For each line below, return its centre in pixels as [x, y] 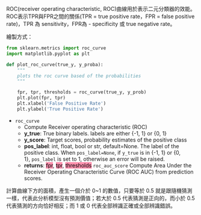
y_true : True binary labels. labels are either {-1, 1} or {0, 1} [95, 133]
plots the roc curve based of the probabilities [79, 76]
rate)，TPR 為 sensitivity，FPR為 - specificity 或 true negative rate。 [91, 24]
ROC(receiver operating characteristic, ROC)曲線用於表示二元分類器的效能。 [101, 9]
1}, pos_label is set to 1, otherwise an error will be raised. [94, 159]
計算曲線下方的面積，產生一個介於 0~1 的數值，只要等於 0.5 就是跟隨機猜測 [99, 190]
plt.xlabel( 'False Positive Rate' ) [62, 104]
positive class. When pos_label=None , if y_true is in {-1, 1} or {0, [102, 152]
